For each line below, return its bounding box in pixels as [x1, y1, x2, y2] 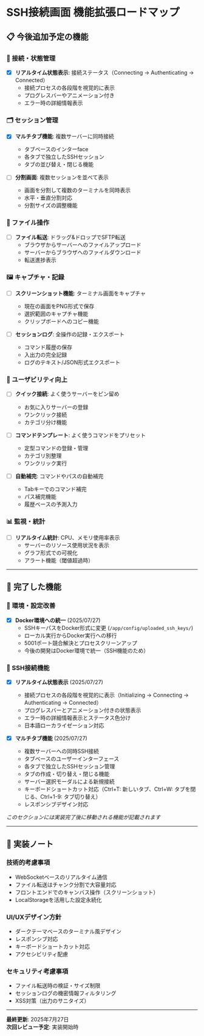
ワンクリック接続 [24, 411, 67, 418]
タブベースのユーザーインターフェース [24, 755, 120, 762]
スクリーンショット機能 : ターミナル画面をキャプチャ [15, 289, 146, 297]
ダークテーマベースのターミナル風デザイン [15, 928, 122, 935]
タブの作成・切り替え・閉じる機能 [24, 770, 110, 777]
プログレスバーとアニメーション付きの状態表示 [24, 706, 141, 714]
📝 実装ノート [6, 839, 53, 849]
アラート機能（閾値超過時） [24, 557, 94, 564]
